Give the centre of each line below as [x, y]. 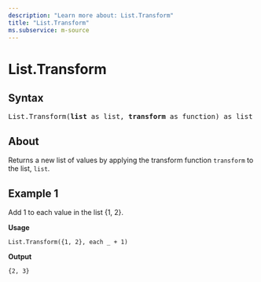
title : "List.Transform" [49, 23]
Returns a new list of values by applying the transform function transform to [131, 160]
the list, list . [29, 169]
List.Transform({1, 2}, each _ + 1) [68, 242]
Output [20, 256]
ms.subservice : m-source [49, 30]
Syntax [26, 98]
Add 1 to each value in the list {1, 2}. [66, 212]
